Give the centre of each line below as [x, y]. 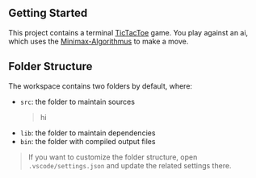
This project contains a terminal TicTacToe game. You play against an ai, [128, 32]
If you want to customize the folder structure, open [113, 157]
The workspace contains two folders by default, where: [100, 86]
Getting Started [48, 13]
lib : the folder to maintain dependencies [88, 133]
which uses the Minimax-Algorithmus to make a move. [99, 41]
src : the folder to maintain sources [78, 101]
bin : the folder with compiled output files [88, 141]
